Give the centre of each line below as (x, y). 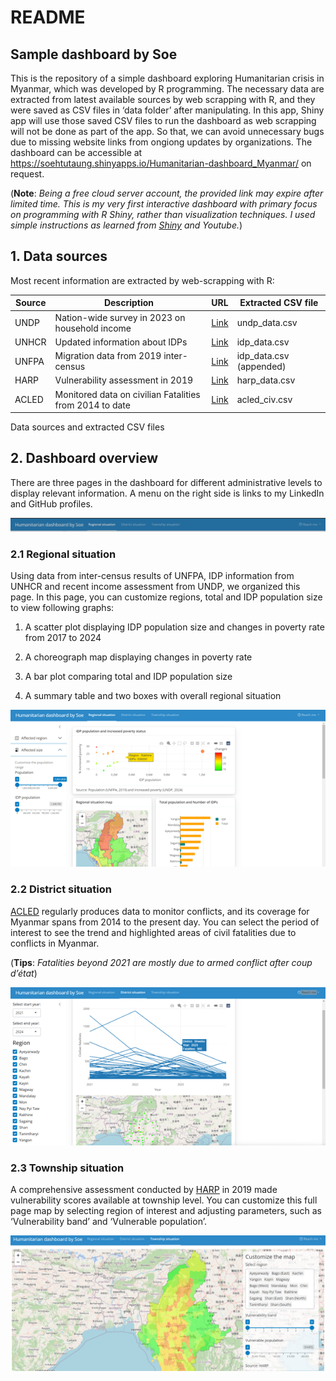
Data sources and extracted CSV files (87, 427)
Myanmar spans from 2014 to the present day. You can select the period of (165, 922)
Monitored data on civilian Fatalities (127, 394)
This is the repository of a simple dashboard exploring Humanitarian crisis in (167, 78)
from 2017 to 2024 (63, 638)
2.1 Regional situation (63, 554)
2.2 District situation (61, 889)
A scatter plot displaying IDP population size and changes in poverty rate (174, 627)
